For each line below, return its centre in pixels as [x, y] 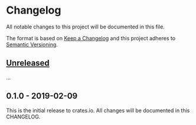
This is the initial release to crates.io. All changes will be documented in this [98, 110]
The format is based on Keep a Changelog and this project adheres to [91, 38]
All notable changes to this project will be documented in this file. [86, 27]
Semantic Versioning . [32, 44]
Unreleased [28, 63]
